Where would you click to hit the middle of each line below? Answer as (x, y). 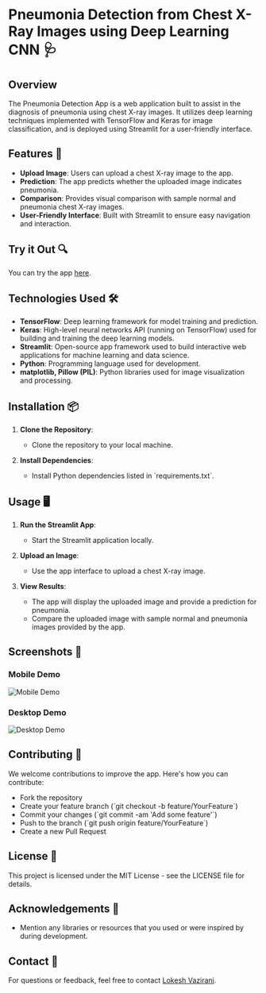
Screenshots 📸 (45, 652)
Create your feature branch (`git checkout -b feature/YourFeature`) (129, 806)
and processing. (46, 381)
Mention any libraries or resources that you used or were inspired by (132, 928)
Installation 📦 (44, 406)
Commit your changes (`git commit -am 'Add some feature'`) (118, 814)
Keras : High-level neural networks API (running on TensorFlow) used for (138, 330)
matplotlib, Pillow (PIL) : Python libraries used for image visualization (132, 372)
